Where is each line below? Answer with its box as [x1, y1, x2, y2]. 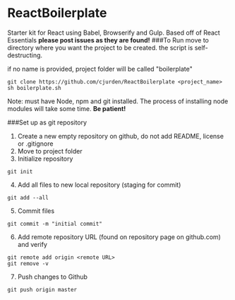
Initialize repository [17, 154, 73, 163]
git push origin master [7, 286, 78, 293]
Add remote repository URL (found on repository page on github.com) [17, 232, 221, 241]
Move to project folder [17, 146, 83, 155]
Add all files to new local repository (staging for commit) [17, 180, 181, 189]
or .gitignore [17, 139, 54, 148]
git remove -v [7, 260, 49, 267]
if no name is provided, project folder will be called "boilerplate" [7, 64, 193, 73]
